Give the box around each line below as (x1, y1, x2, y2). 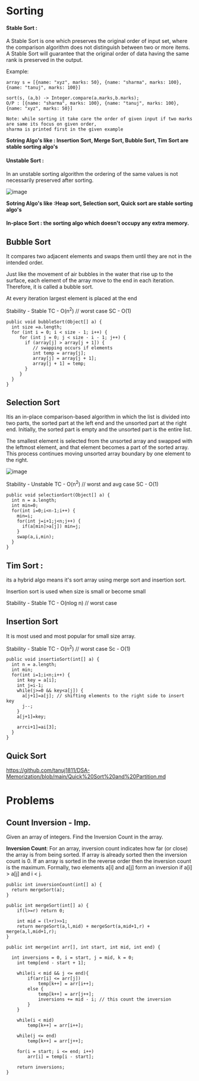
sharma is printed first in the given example (6, 126, 124, 132)
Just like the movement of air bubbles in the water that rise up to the (6, 271, 173, 278)
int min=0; (11, 502, 39, 509)
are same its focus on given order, (6, 121, 97, 128)
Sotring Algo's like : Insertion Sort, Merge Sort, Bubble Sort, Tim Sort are (6, 137, 189, 144)
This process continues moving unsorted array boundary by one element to (6, 450, 191, 457)
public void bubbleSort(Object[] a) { (6, 319, 102, 325)
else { (27, 986, 44, 992)
